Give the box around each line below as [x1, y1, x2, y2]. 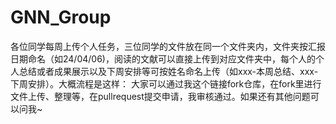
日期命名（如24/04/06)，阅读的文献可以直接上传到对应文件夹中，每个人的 [10, 52, 316, 65]
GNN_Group [10, 6, 112, 29]
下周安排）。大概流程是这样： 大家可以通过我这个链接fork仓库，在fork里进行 [10, 77, 322, 90]
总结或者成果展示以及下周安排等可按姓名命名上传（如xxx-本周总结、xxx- [18, 65, 319, 77]
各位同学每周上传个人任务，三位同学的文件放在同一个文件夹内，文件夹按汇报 [10, 40, 326, 52]
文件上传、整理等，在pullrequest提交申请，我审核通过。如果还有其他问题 [10, 90, 311, 102]
